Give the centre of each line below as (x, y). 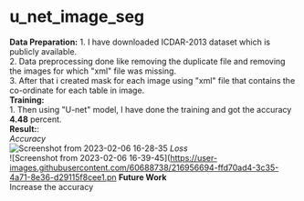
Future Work (142, 177)
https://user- (194, 157)
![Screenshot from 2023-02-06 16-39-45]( (90, 157)
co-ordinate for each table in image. (77, 90)
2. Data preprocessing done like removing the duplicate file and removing (147, 61)
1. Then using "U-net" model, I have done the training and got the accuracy (151, 109)
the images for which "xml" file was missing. (93, 71)
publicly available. (43, 51)
